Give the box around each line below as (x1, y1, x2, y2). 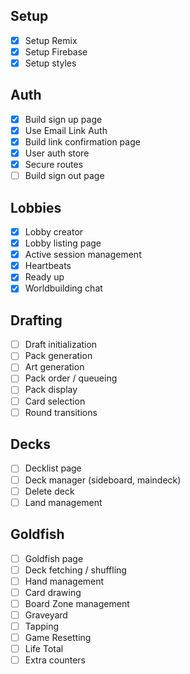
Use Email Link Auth (24, 124, 108, 136)
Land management (24, 496, 103, 508)
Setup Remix (24, 34, 78, 46)
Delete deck (24, 485, 75, 497)
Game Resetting (24, 631, 92, 643)
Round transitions (24, 406, 98, 418)
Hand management (24, 575, 105, 587)
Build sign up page (24, 113, 103, 125)
